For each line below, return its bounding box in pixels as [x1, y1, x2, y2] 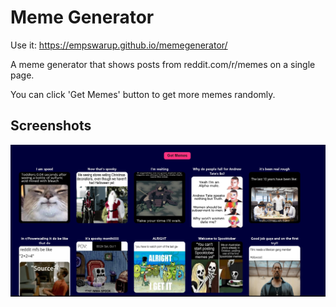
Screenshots [10, 117, 92, 135]
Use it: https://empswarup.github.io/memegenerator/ [10, 39, 228, 51]
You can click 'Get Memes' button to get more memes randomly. [10, 88, 276, 100]
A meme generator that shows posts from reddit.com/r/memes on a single [10, 58, 316, 70]
